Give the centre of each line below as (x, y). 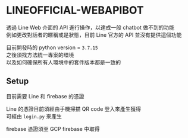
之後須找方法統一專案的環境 (40, 54)
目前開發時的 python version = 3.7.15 (52, 47)
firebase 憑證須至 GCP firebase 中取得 (53, 129)
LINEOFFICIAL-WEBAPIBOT (75, 10)
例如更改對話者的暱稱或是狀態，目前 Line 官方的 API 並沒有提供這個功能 (94, 35)
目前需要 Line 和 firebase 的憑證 (45, 96)
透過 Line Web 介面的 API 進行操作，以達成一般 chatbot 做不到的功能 (90, 27)
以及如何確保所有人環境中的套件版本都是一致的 (63, 62)
